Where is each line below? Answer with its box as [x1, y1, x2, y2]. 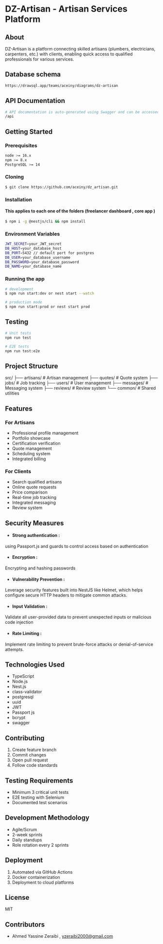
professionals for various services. [5, 56, 74, 62]
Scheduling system [12, 450, 51, 456]
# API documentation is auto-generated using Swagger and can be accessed [5, 109, 160, 115]
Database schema [5, 70, 61, 79]
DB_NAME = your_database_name [5, 264, 62, 269]
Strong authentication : [12, 532, 60, 538]
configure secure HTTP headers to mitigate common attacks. [5, 592, 128, 598]
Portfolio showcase [12, 435, 51, 441]
